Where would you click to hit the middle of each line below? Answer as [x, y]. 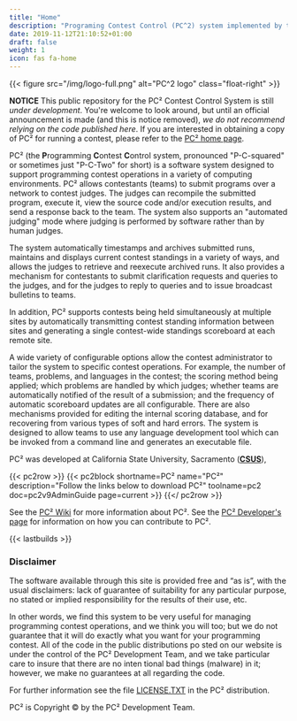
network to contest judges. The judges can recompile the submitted [133, 193]
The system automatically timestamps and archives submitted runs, [132, 248]
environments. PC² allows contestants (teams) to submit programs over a [142, 184]
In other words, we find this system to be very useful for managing [130, 617]
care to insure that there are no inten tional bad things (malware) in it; [135, 663]
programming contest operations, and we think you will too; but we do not [144, 626]
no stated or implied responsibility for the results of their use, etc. [128, 600]
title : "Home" [35, 17]
